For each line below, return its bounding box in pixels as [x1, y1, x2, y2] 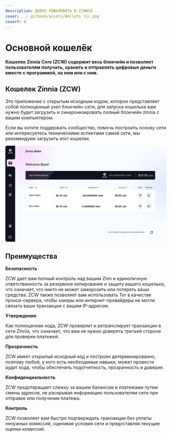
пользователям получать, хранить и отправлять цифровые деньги [5, 64, 156, 70]
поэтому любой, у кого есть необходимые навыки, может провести [5, 359, 155, 365]
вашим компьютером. [5, 115, 54, 121]
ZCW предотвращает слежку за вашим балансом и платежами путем [5, 384, 158, 390]
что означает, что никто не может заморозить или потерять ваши [5, 287, 149, 293]
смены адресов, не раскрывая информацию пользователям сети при [5, 390, 158, 396]
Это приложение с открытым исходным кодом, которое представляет [5, 98, 160, 105]
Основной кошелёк [5, 42, 92, 53]
